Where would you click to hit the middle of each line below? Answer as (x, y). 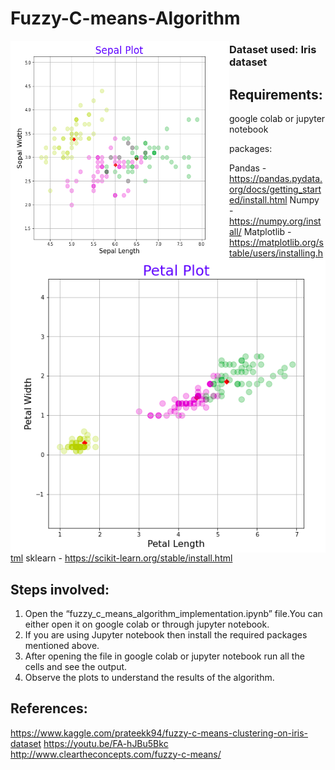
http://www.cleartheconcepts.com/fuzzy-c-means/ (116, 754)
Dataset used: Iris (273, 50)
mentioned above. (62, 645)
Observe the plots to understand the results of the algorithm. (149, 677)
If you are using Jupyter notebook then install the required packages (166, 634)
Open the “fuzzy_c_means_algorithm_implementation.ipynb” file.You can (173, 613)
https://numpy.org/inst (275, 221)
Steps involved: (60, 589)
